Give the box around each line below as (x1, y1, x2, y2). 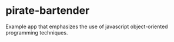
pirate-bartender (5, 4, 90, 17)
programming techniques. (5, 29, 68, 36)
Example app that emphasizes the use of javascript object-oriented (5, 23, 168, 30)
